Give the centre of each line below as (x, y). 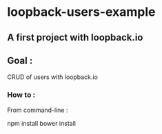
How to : (21, 95)
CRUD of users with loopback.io (53, 77)
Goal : (20, 60)
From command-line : (38, 110)
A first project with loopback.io (75, 37)
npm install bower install (41, 123)
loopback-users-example (81, 12)
